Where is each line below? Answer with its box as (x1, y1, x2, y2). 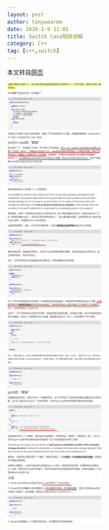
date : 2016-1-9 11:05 (7, 26, 69, 32)
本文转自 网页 (7, 68, 43, 76)
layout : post (7, 11, 45, 18)
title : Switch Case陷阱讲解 (7, 33, 84, 40)
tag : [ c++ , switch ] (7, 48, 60, 54)
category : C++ (7, 40, 48, 48)
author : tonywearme (7, 18, 63, 26)
